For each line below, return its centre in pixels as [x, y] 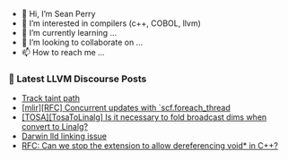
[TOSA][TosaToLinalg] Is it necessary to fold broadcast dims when [144, 117]
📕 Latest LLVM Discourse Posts [78, 79]
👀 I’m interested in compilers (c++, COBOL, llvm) [111, 23]
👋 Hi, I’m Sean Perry [58, 14]
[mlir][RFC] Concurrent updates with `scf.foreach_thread [126, 108]
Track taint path [50, 98]
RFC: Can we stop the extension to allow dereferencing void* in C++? [150, 146]
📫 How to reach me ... [63, 52]
